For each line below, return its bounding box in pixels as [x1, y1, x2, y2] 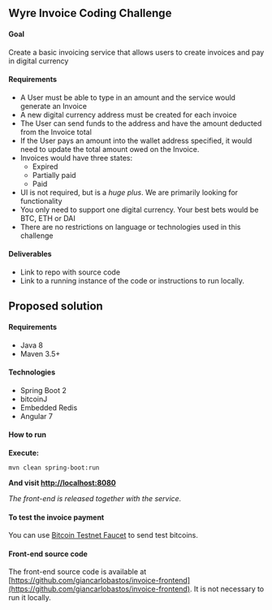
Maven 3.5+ [19, 348, 61, 358]
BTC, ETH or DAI [19, 213, 76, 223]
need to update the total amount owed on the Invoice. [19, 144, 200, 154]
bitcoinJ [19, 394, 48, 404]
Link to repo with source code [19, 267, 120, 277]
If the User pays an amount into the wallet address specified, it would [19, 136, 253, 145]
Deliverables [8, 249, 52, 259]
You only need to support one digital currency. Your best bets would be [19, 205, 259, 214]
